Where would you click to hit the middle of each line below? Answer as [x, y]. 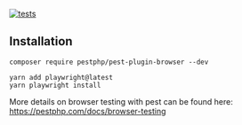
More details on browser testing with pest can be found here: [121, 101]
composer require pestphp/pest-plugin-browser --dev [109, 62]
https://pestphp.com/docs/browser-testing [88, 111]
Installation [41, 41]
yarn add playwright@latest [61, 77]
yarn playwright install [55, 85]
